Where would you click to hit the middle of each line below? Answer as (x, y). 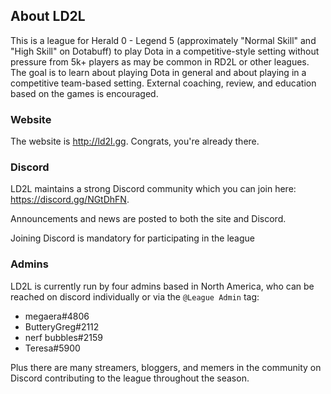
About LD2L (48, 16)
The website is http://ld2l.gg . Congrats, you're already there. (135, 141)
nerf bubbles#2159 (63, 337)
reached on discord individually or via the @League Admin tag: (135, 296)
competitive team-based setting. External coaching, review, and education (163, 83)
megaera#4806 (57, 316)
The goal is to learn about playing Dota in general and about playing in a (158, 72)
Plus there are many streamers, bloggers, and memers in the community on (166, 367)
